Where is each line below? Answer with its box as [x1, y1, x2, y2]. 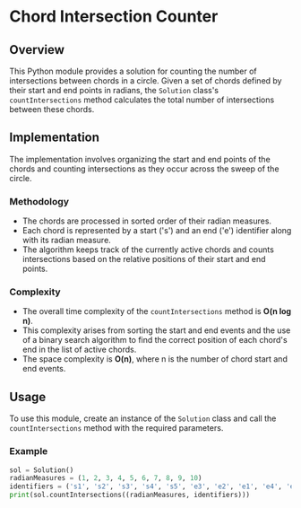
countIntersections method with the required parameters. [9, 423, 224, 434]
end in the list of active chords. [21, 344, 137, 355]
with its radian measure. [21, 235, 112, 246]
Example [9, 445, 48, 458]
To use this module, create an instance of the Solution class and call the [9, 413, 277, 424]
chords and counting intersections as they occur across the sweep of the [9, 163, 279, 174]
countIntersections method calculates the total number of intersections [9, 94, 275, 105]
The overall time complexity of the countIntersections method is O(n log [21, 306, 292, 317]
